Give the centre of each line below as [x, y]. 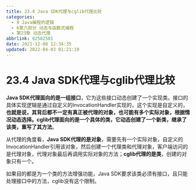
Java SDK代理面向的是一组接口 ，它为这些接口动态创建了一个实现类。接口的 [97, 98]
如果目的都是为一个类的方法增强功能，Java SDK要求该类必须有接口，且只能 [97, 174]
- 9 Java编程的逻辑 [33, 22]
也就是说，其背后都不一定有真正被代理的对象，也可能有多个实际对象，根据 [95, 112]
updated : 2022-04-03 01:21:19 [43, 50]
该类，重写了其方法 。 [32, 127]
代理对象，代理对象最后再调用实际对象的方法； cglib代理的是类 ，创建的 [96, 154]
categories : [20, 17]
